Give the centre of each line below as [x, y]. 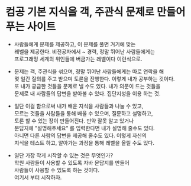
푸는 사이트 [31, 27]
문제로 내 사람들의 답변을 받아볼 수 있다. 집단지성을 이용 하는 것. [87, 93]
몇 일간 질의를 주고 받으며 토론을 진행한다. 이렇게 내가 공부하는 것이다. [94, 79]
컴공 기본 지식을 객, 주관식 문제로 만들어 [96, 12]
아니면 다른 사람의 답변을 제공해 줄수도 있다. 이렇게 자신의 [80, 135]
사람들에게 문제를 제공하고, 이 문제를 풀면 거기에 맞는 [75, 44]
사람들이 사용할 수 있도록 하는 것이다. [57, 170]
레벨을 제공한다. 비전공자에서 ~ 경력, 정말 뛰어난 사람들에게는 [84, 51]
